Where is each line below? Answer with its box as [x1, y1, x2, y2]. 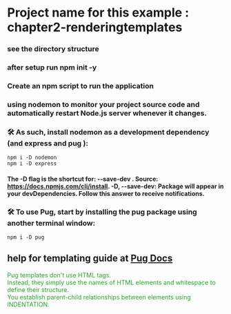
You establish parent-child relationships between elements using [7, 293, 191, 301]
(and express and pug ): [7, 138, 88, 148]
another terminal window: [7, 218, 95, 228]
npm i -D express [7, 160, 57, 167]
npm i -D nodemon [7, 154, 57, 161]
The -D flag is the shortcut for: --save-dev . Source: [7, 175, 159, 183]
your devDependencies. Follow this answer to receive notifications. [7, 189, 205, 197]
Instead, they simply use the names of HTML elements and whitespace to [7, 278, 216, 286]
